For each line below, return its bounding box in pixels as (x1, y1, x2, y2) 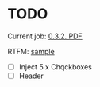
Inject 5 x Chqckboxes (18, 61, 92, 72)
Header (18, 71, 44, 81)
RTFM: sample (7, 46, 55, 56)
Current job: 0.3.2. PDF (7, 31, 83, 41)
